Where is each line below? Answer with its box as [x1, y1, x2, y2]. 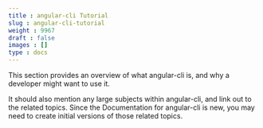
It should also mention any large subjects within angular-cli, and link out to [8, 95, 253, 103]
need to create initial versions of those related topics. [8, 111, 183, 120]
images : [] [8, 41, 48, 49]
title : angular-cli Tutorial [8, 11, 109, 20]
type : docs [8, 48, 48, 56]
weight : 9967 [8, 26, 56, 34]
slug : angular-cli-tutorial [8, 19, 105, 27]
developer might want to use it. [8, 79, 110, 88]
